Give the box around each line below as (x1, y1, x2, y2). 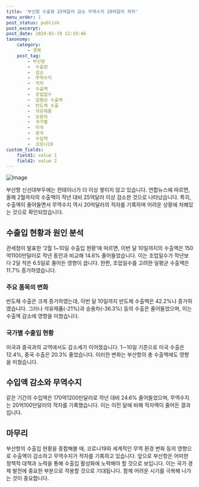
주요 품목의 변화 (6, 283, 49, 291)
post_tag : (17, 53, 42, 59)
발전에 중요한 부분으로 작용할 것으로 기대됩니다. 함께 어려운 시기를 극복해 (12, 467, 181, 475)
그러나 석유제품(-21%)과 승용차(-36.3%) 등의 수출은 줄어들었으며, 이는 (28, 305, 192, 312)
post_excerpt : (6, 25, 42, 31)
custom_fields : (6, 147, 44, 153)
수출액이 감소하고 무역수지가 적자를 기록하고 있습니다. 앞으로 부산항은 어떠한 (12, 453, 189, 460)
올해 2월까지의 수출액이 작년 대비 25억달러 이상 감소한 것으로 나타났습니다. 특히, (6, 194, 191, 201)
